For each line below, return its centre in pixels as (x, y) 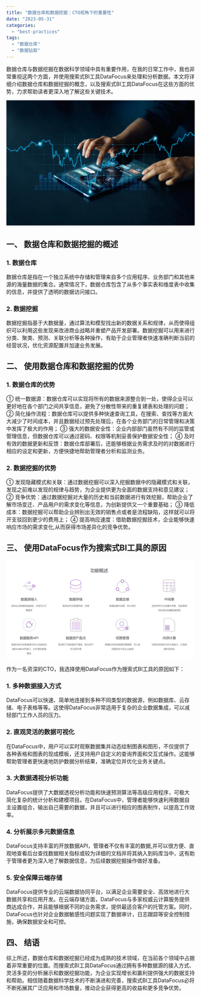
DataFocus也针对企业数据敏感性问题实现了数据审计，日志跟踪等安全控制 (95, 914)
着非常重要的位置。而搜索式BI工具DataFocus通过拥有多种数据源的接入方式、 (100, 965)
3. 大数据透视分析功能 (37, 778)
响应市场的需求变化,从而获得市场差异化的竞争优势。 (70, 527)
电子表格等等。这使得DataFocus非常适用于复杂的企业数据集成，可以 (100, 708)
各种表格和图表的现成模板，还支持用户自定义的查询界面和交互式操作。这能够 (100, 754)
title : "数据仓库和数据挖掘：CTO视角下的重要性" (60, 13)
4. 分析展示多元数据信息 (40, 831)
